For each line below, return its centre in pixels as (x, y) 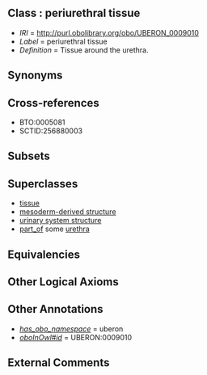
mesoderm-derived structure (68, 212)
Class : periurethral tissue (74, 13)
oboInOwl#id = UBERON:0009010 (76, 337)
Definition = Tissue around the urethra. (84, 50)
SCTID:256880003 (51, 131)
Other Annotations (55, 309)
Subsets (29, 156)
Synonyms (35, 76)
